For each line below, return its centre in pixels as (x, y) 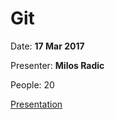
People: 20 (32, 84)
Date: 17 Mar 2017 (47, 46)
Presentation (36, 104)
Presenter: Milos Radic (57, 65)
